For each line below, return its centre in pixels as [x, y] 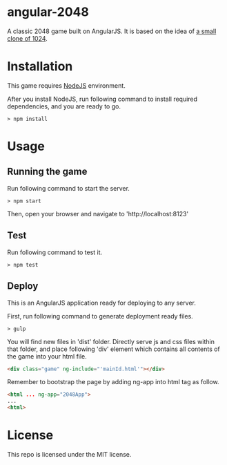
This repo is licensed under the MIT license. [69, 454]
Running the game [47, 172]
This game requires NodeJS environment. [66, 85]
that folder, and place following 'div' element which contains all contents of [114, 349]
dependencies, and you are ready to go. [64, 106]
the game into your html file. [47, 356]
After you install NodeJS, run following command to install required [102, 99]
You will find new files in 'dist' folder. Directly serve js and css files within [111, 341]
